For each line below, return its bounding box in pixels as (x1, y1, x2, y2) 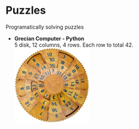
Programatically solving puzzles (5, 23, 84, 30)
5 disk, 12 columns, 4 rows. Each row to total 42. (14, 41, 134, 48)
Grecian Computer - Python (14, 35, 85, 42)
